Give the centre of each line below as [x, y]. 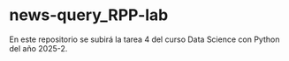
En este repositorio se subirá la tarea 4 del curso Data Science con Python [144, 39]
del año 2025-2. [38, 48]
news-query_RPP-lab [89, 15]
